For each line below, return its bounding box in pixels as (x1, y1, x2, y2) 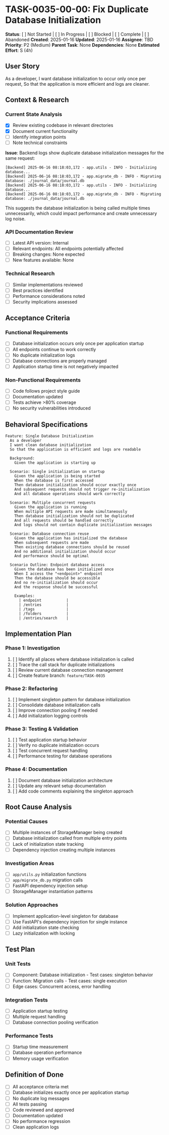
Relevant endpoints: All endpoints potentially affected (12, 246, 124, 252)
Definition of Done (5, 1070, 64, 1079)
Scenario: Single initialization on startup (10, 469, 105, 474)
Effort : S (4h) (5, 47, 33, 53)
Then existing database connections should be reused (14, 544, 130, 550)
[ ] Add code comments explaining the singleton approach (12, 788, 134, 794)
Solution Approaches (5, 902, 59, 909)
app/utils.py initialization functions (12, 871, 87, 877)
